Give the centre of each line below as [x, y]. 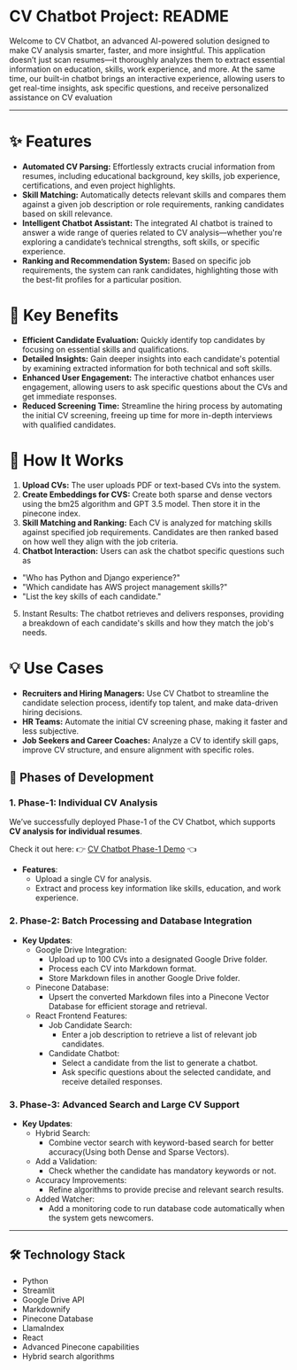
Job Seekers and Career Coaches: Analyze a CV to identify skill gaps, [150, 740]
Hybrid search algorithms [68, 1356]
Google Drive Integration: [81, 949]
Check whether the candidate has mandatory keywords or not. [162, 1171]
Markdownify [46, 1309]
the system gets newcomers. [101, 1218]
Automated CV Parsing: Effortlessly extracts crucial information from [148, 167]
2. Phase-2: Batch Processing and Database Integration [131, 921]
